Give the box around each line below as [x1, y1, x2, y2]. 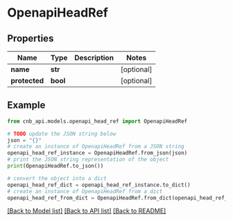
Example [7, 99, 46, 112]
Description [74, 53, 114, 62]
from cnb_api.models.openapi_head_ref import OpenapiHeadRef [7, 118, 188, 125]
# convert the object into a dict [7, 175, 107, 182]
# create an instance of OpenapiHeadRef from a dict [7, 188, 163, 195]
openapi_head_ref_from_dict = [7, 194, 95, 202]
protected [10, 76, 44, 85]
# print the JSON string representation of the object [7, 156, 169, 163]
